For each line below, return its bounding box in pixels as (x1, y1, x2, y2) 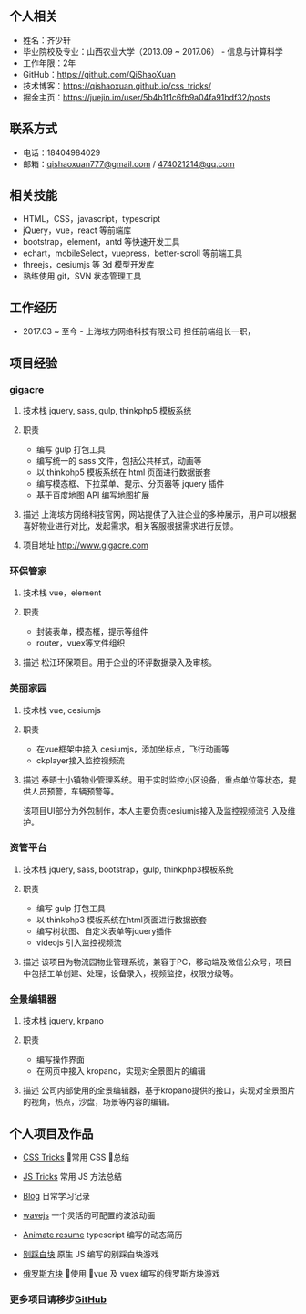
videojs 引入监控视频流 (36, 937, 122, 948)
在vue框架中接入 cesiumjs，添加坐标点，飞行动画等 (36, 743, 230, 754)
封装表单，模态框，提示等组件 (36, 626, 148, 637)
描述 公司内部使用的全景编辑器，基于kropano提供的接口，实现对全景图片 (22, 1085, 296, 1096)
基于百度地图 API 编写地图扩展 (36, 489, 150, 500)
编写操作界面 (36, 1054, 85, 1066)
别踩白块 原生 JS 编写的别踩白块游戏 (22, 1248, 159, 1259)
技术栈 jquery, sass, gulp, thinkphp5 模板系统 (22, 405, 192, 415)
